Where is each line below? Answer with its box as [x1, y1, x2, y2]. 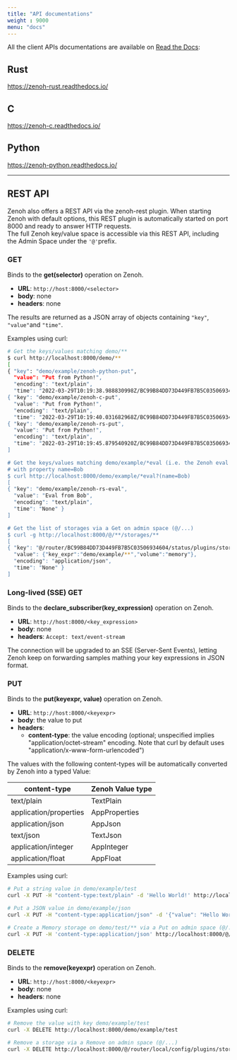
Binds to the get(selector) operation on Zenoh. [7, 270, 144, 279]
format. [7, 661, 29, 669]
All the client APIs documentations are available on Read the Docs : [7, 43, 201, 52]
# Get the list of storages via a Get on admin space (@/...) [7, 524, 194, 531]
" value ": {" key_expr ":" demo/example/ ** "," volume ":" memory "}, [13, 551, 197, 558]
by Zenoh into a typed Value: [7, 767, 91, 776]
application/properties [11, 807, 85, 817]
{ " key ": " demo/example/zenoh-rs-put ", [7, 420, 125, 427]
